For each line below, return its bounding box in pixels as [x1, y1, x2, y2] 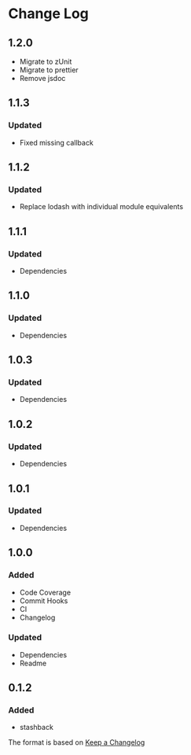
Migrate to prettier [19, 65, 79, 75]
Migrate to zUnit [19, 57, 72, 66]
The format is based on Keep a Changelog [8, 738, 145, 747]
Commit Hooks [19, 595, 68, 606]
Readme [19, 658, 47, 668]
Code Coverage [19, 587, 72, 597]
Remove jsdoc [19, 74, 66, 83]
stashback [19, 723, 53, 732]
